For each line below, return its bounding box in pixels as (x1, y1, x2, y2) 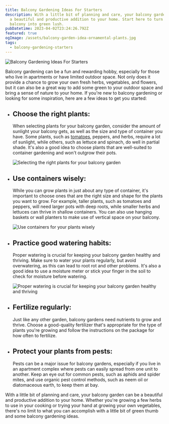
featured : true (5, 31, 37, 36)
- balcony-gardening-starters (10, 45, 73, 50)
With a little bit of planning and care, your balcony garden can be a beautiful (5, 391, 163, 398)
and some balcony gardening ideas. (5, 413, 79, 419)
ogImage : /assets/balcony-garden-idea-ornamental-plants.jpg (5, 36, 136, 41)
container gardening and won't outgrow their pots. (12, 150, 117, 156)
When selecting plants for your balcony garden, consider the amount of (12, 123, 161, 129)
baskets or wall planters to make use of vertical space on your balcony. (12, 215, 160, 221)
